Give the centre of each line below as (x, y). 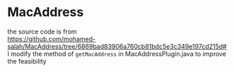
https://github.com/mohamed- (52, 38)
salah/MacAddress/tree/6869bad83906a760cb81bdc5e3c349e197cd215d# (117, 46)
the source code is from (42, 31)
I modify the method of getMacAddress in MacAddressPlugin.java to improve (117, 54)
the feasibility (27, 61)
